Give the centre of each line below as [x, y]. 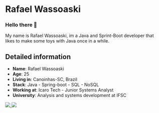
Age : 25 [21, 74]
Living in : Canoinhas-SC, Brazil [45, 79]
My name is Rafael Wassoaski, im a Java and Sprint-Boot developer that [79, 35]
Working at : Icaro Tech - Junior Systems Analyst [63, 90]
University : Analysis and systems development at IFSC [69, 95]
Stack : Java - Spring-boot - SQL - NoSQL [56, 85]
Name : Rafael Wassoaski [38, 69]
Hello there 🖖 [21, 25]
